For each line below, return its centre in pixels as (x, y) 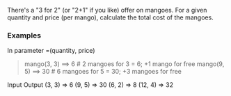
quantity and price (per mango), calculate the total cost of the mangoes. (110, 17)
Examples (24, 35)
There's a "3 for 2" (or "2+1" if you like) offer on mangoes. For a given (107, 10)
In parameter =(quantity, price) (51, 51)
